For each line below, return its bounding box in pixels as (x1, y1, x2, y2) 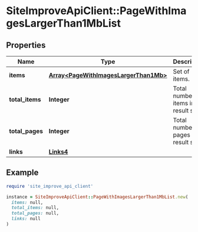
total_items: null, (11, 205, 60, 211)
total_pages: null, (11, 210, 60, 216)
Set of (173, 68, 190, 75)
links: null (11, 216, 41, 222)
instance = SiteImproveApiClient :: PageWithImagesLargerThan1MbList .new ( (6, 194, 189, 200)
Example (6, 168, 39, 178)
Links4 (48, 148, 68, 155)
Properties (6, 40, 46, 50)
